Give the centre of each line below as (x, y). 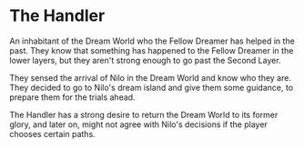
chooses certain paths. (52, 133)
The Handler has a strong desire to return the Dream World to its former (144, 114)
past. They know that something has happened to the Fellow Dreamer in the (152, 50)
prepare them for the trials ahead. (72, 97)
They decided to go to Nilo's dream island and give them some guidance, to (152, 87)
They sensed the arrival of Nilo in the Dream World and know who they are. (150, 77)
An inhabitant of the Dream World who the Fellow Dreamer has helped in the (152, 41)
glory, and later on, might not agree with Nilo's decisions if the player (139, 124)
